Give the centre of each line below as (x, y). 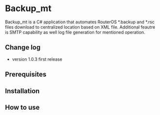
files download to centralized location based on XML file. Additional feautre (80, 27)
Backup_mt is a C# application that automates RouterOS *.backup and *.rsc (80, 22)
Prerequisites (26, 74)
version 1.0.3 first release (37, 59)
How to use (22, 107)
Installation (22, 91)
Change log (23, 47)
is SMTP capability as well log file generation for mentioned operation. (75, 32)
